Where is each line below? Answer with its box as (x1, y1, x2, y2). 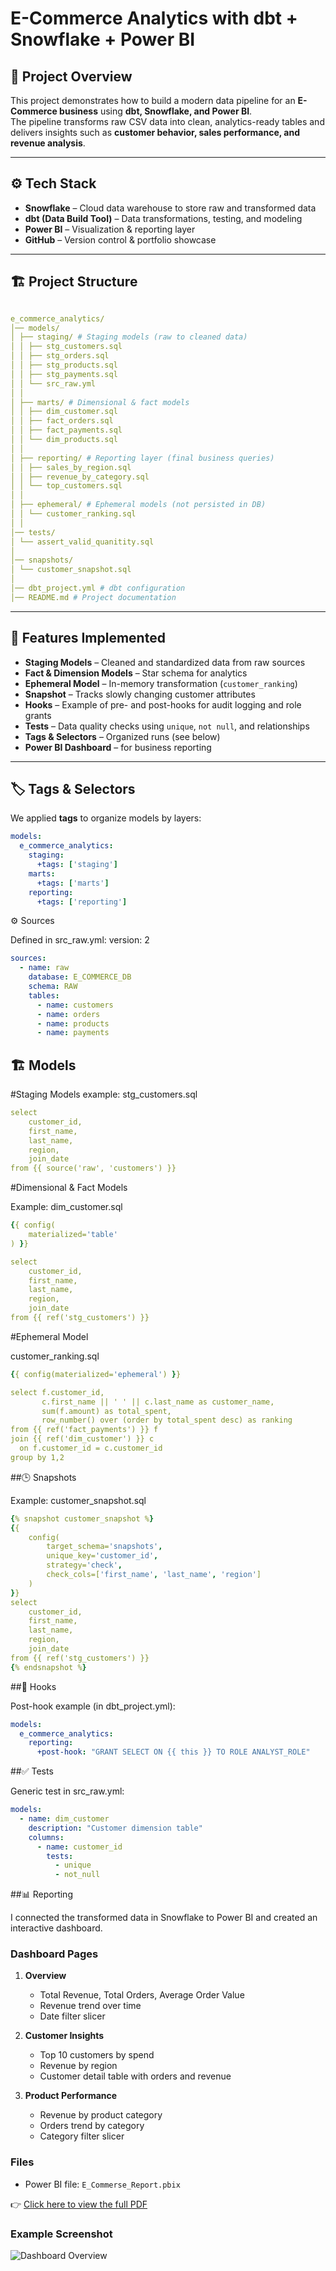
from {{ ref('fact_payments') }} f (10, 1425, 159, 1435)
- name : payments (36, 1028, 110, 1038)
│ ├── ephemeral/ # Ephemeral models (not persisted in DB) (10, 500, 267, 510)
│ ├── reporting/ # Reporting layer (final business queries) (10, 453, 275, 463)
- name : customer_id (36, 1842, 123, 1852)
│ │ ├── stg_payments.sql (10, 369, 118, 379)
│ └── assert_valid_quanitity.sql (10, 537, 155, 547)
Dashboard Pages (10, 1947, 99, 1961)
